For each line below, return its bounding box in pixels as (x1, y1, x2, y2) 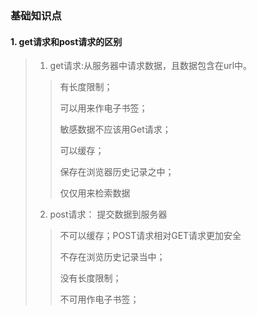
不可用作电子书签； (59, 293, 140, 306)
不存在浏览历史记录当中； (59, 251, 166, 263)
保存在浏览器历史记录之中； (59, 166, 175, 178)
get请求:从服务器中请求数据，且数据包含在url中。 (49, 60, 253, 72)
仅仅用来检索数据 (59, 187, 131, 199)
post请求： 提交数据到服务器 (49, 208, 168, 221)
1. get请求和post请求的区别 (10, 35, 123, 47)
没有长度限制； (59, 272, 122, 284)
